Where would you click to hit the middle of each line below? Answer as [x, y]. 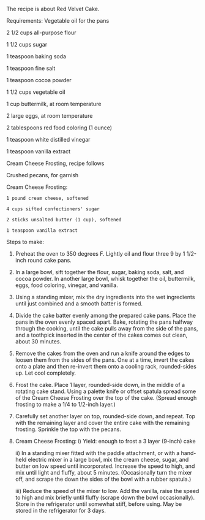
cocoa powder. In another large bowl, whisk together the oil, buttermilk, [105, 279]
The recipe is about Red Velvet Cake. [53, 9]
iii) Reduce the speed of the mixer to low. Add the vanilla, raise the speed [107, 491]
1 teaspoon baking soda [36, 56]
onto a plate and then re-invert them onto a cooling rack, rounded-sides [106, 366]
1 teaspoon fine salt [31, 68]
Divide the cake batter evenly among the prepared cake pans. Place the [106, 315]
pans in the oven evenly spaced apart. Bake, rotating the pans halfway [104, 322]
